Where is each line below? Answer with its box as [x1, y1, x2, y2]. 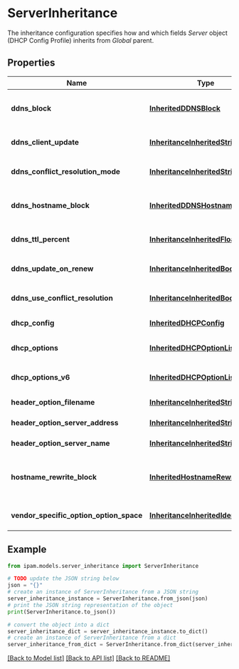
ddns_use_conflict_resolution [11, 293, 114, 303]
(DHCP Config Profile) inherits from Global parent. [7, 36, 154, 44]
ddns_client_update [11, 137, 80, 147]
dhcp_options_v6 [11, 372, 70, 382]
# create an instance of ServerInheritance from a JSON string [7, 588, 199, 596]
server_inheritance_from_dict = [7, 641, 103, 648]
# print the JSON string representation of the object [7, 601, 174, 608]
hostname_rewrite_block [11, 472, 97, 482]
